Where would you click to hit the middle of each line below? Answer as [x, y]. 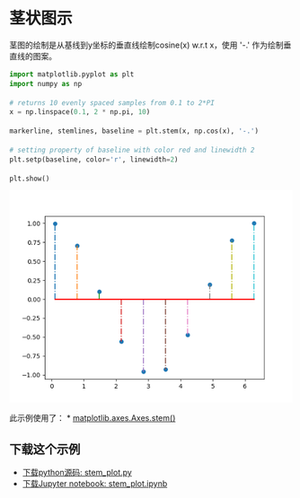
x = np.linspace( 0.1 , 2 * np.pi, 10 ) [80, 112]
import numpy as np [46, 83]
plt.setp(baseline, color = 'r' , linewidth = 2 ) [94, 159]
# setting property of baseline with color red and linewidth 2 [132, 150]
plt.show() [30, 179]
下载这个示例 [45, 449]
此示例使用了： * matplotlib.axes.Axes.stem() [93, 418]
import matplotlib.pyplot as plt [72, 74]
